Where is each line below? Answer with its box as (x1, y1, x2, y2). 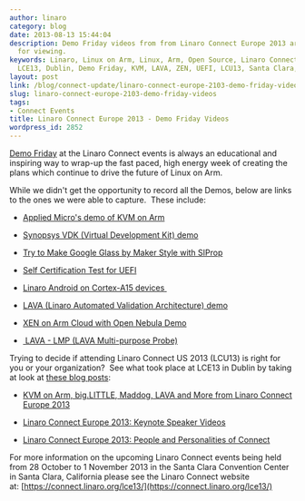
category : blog (9, 22, 67, 31)
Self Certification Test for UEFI (22, 265, 137, 275)
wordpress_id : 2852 (9, 123, 84, 133)
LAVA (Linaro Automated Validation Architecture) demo (22, 300, 229, 310)
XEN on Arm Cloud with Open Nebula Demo (22, 318, 187, 328)
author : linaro (9, 13, 67, 23)
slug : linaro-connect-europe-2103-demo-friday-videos (9, 89, 218, 98)
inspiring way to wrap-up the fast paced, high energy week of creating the (9, 158, 288, 168)
